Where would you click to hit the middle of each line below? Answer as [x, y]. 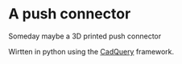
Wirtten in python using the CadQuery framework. [91, 51]
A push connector [70, 14]
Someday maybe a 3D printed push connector [85, 36]
